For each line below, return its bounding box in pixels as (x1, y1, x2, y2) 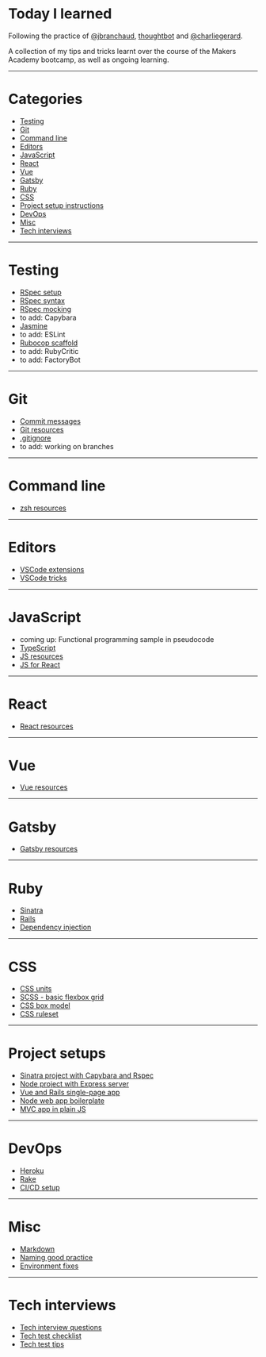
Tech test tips (19, 1340, 65, 1349)
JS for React (19, 659, 61, 669)
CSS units (19, 984, 52, 994)
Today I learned (8, 5, 112, 23)
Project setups (8, 1044, 107, 1063)
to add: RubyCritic (19, 346, 79, 356)
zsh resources (19, 503, 66, 513)
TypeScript (19, 643, 56, 652)
